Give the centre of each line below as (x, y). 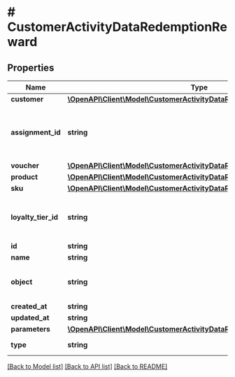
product (24, 177)
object (22, 282)
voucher (25, 165)
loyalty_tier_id (34, 217)
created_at (29, 306)
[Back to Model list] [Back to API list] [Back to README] (87, 367)
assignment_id (36, 132)
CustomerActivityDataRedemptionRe (117, 27)
